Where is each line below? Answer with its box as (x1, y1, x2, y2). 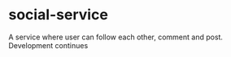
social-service (8, 6, 108, 24)
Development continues (8, 40, 89, 50)
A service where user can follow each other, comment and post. (8, 32, 224, 42)
